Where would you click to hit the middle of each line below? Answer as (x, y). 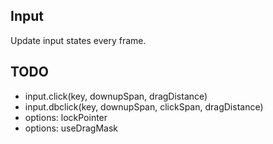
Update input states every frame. (78, 40)
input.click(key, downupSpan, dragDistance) (116, 96)
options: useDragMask (71, 128)
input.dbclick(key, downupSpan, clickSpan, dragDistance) (144, 106)
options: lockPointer (66, 117)
